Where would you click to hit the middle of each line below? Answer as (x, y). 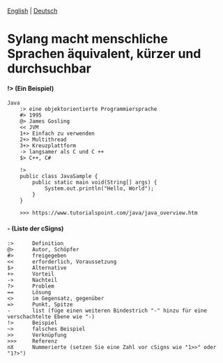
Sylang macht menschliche (88, 39)
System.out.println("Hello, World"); (99, 188)
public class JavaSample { (59, 177)
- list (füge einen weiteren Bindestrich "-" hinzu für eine (107, 311)
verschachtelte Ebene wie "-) (51, 317)
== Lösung (29, 292)
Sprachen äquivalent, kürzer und (104, 54)
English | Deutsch (32, 11)
